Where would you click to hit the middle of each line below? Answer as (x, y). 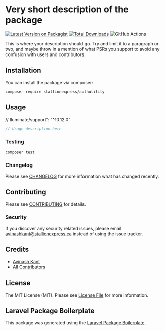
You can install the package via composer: (49, 82)
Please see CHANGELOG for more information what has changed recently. (82, 176)
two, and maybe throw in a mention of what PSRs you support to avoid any (82, 49)
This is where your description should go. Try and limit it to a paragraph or (82, 43)
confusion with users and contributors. (45, 54)
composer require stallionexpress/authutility (55, 92)
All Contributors (29, 267)
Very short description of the (67, 9)
